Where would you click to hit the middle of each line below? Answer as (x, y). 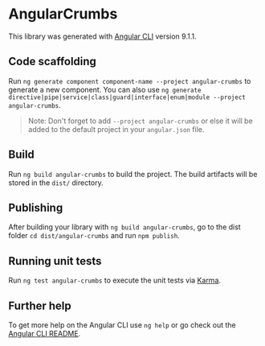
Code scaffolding (52, 62)
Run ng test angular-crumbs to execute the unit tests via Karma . (115, 280)
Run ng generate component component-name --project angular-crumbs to (130, 80)
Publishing (36, 207)
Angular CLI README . (45, 334)
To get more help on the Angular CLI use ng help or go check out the (122, 325)
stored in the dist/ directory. (56, 183)
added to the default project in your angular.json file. (116, 129)
